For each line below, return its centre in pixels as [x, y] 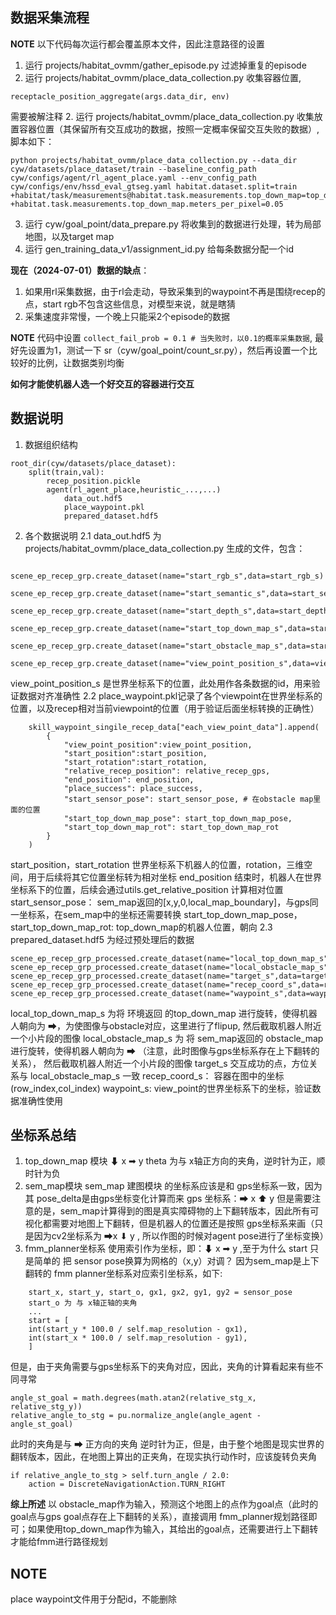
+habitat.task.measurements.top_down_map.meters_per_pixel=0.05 [147, 204]
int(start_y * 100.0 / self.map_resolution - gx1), [138, 1329]
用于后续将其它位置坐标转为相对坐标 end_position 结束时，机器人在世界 [175, 877]
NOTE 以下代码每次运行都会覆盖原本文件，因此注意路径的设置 [137, 44]
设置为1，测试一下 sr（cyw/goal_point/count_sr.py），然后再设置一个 [168, 350]
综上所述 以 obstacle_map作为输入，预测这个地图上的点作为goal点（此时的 [164, 1504]
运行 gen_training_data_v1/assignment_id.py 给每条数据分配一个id [159, 249]
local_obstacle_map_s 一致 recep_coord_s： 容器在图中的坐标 [157, 1075]
